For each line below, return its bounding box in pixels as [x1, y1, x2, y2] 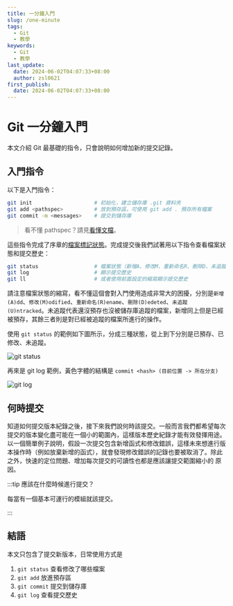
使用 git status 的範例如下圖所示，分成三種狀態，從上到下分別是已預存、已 [7, 330, 224, 338]
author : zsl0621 [13, 74, 60, 82]
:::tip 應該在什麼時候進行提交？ [7, 479, 95, 488]
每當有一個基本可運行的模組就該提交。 [7, 494, 116, 503]
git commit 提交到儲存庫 [17, 582, 87, 590]
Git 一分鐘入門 [7, 119, 88, 135]
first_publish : [7, 81, 51, 88]
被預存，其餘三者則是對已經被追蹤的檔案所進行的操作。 [7, 315, 165, 323]
